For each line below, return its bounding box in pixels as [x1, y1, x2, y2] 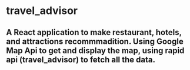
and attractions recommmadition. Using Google [6, 36, 184, 46]
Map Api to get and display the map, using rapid [6, 45, 185, 55]
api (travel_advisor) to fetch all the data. [6, 54, 156, 65]
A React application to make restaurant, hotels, [6, 27, 182, 37]
